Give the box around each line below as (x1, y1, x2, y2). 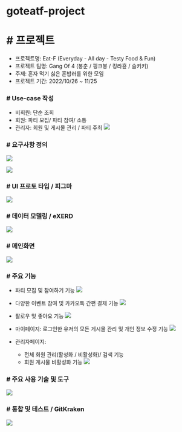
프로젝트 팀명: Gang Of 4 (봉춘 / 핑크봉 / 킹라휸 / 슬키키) (15, 62, 149, 70)
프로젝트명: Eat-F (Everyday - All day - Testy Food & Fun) (15, 55, 156, 62)
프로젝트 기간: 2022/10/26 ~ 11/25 (15, 77, 97, 85)
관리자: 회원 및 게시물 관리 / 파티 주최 (15, 124, 103, 131)
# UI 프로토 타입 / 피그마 (6, 182, 73, 190)
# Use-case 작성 (6, 94, 54, 103)
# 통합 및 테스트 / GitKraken (6, 405, 85, 413)
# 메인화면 (6, 242, 35, 250)
